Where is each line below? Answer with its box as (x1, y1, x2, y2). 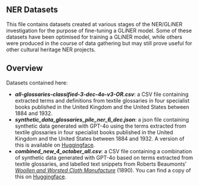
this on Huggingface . (14, 173, 67, 180)
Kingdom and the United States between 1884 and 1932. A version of (14, 135, 185, 142)
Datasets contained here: (6, 79, 68, 86)
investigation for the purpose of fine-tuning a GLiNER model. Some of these (6, 27, 192, 34)
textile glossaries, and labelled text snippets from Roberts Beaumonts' (14, 160, 187, 168)
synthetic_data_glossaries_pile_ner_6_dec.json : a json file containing (14, 116, 189, 123)
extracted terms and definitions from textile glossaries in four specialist (14, 97, 189, 104)
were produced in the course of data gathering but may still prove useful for (6, 39, 192, 46)
